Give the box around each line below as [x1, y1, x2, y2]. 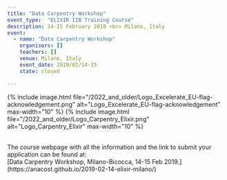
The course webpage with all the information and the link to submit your [7, 143, 212, 151]
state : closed [19, 68, 60, 74]
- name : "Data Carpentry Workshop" [13, 36, 116, 43]
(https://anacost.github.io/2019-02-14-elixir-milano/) [7, 165, 157, 173]
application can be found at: [7, 150, 87, 159]
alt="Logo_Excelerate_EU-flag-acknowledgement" [77, 100, 221, 108]
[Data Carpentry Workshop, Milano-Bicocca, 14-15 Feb [7, 157, 164, 166]
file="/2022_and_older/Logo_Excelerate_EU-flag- [72, 92, 213, 101]
